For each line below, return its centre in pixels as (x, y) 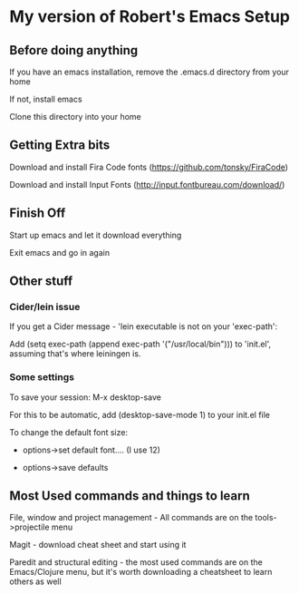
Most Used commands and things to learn (130, 496)
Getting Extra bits (60, 146)
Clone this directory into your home (76, 117)
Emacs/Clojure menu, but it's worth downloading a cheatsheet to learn (141, 572)
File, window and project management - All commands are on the (131, 518)
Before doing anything (74, 50)
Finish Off (38, 214)
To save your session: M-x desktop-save (85, 397)
